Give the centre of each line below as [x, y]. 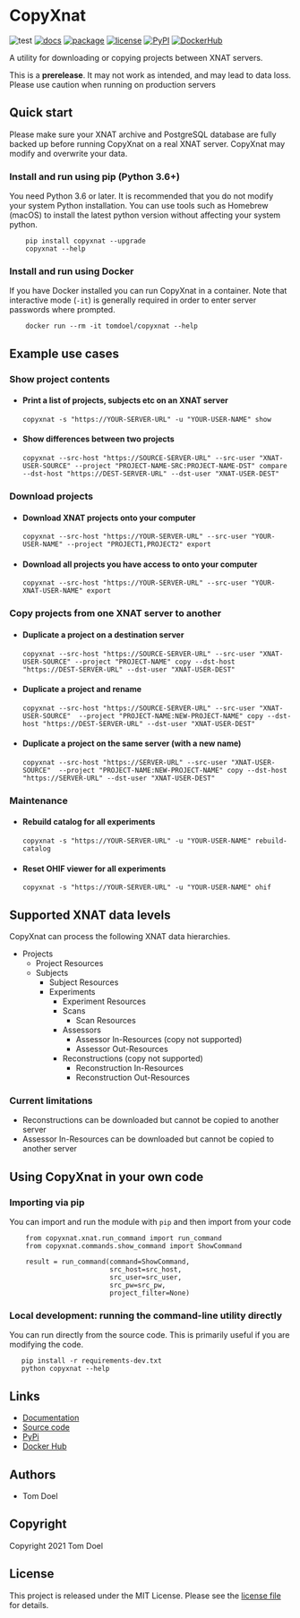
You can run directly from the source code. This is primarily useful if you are [150, 1335]
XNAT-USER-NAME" [52, 591]
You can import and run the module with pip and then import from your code [150, 1222]
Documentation [51, 1418]
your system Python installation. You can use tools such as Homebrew [139, 206]
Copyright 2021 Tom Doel [56, 1545]
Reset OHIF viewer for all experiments [94, 869]
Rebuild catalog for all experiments [89, 822]
